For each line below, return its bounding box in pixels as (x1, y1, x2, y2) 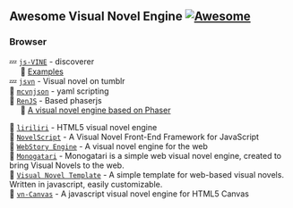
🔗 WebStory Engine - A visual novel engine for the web (9, 140, 209, 152)
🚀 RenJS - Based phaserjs (9, 95, 102, 105)
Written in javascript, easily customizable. (9, 179, 163, 189)
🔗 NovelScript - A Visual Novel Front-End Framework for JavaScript (9, 131, 260, 142)
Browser (9, 36, 47, 48)
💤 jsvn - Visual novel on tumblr (9, 75, 125, 86)
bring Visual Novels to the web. (9, 160, 125, 171)
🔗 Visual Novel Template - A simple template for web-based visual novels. (9, 169, 285, 179)
